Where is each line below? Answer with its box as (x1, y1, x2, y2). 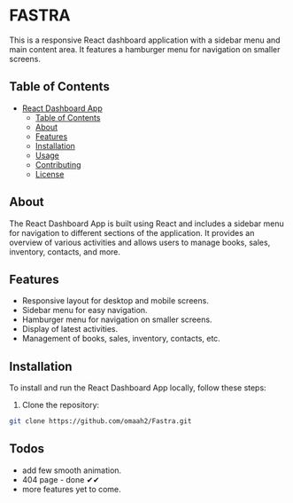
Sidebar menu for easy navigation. (21, 305, 148, 316)
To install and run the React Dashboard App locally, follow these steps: (9, 382, 267, 393)
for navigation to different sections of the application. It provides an (9, 227, 255, 238)
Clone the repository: (21, 400, 100, 411)
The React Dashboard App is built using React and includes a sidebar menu (9, 218, 285, 229)
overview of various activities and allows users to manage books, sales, (9, 237, 271, 248)
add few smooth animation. (21, 465, 122, 475)
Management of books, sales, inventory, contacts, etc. (21, 334, 221, 344)
